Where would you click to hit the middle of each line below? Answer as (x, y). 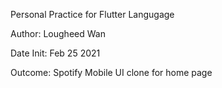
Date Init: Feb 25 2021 (55, 53)
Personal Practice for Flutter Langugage (92, 14)
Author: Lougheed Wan (58, 33)
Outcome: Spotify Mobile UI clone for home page (111, 72)
